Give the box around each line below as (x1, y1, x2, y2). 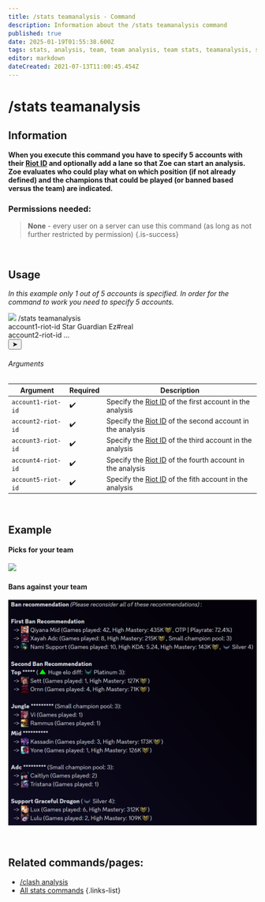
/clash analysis (19, 877, 69, 886)
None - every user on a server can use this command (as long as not (27, 221, 252, 231)
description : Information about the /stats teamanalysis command (8, 21, 227, 29)
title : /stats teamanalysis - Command (8, 13, 136, 21)
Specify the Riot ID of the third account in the (106, 435, 252, 445)
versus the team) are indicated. (8, 183, 113, 193)
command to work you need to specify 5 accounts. (8, 297, 174, 306)
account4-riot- (11, 457, 62, 464)
